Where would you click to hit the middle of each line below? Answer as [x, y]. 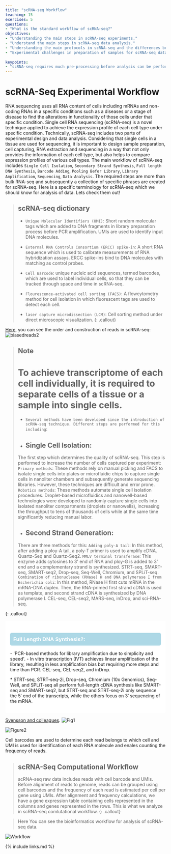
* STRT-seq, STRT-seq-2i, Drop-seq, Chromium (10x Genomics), [78, 679]
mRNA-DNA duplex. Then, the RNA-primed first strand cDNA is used [90, 587]
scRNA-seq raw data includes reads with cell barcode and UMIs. [85, 779]
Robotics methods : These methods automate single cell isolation [84, 490]
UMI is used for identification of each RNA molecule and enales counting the [85, 746]
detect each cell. [43, 304]
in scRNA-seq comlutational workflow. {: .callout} [69, 811]
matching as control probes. [55, 263]
